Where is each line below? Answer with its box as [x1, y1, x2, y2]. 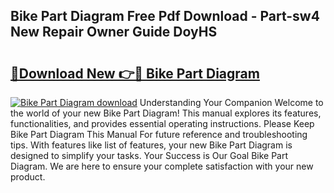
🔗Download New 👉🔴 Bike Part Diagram [10, 65, 260, 82]
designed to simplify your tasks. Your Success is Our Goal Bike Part [10, 150, 289, 161]
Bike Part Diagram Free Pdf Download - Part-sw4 [10, 8, 320, 25]
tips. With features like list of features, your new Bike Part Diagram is [10, 139, 293, 151]
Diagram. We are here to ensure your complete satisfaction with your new [10, 160, 314, 172]
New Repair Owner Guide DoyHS [10, 24, 218, 41]
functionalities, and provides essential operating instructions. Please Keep [10, 118, 315, 129]
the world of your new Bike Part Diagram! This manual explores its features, [10, 107, 322, 119]
